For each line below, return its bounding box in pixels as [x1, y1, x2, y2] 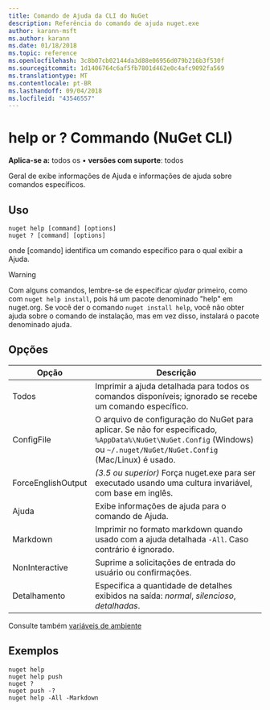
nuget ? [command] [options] [8, 231, 106, 239]
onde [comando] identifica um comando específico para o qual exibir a [8, 246, 243, 255]
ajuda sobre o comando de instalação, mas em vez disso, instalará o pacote [8, 311, 260, 321]
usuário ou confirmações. [95, 567, 192, 578]
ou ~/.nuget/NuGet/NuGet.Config [95, 444, 219, 455]
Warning [8, 270, 36, 279]
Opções [8, 343, 48, 357]
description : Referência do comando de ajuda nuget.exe [8, 19, 199, 27]
